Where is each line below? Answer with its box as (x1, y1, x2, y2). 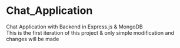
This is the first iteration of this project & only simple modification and (6, 29, 175, 36)
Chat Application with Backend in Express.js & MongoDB (6, 23, 143, 30)
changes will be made (6, 35, 59, 42)
